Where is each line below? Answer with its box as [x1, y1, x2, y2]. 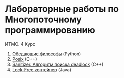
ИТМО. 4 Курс [5, 41, 36, 47]
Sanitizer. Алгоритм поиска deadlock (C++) [12, 61, 104, 67]
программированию [5, 25, 96, 36]
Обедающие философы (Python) [12, 51, 81, 57]
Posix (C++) [12, 56, 37, 62]
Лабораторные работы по [5, 3, 119, 15]
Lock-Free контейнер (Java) [12, 66, 71, 73]
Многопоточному [5, 14, 82, 25]
